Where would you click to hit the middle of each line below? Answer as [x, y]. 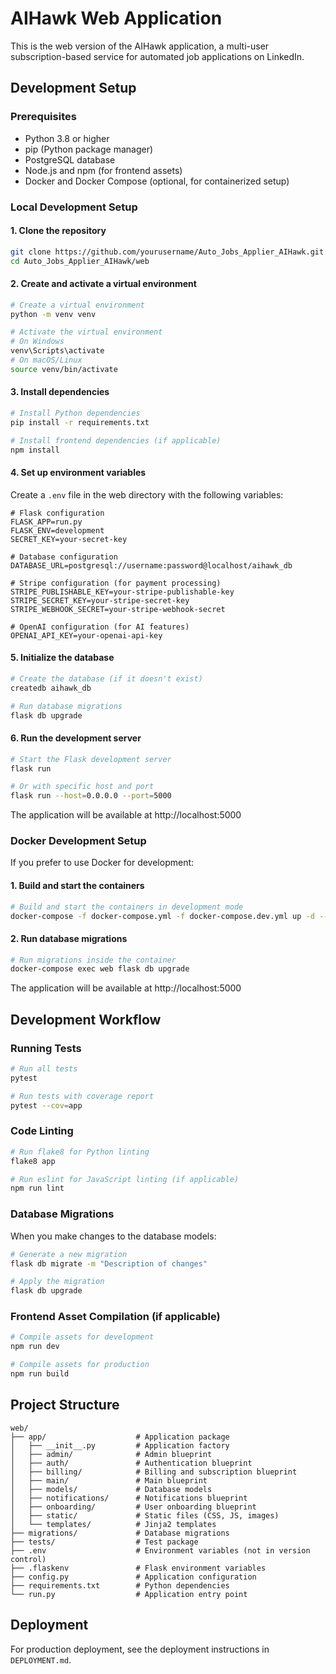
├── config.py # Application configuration [133, 1577]
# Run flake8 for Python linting [80, 1152]
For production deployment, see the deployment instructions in [140, 1649]
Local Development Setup [74, 207]
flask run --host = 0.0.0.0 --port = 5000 [91, 796]
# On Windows [37, 342]
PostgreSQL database [70, 159]
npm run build [40, 1374]
